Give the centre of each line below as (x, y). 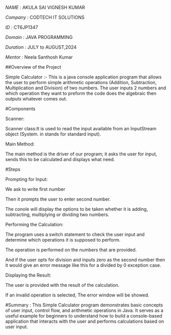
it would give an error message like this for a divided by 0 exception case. (83, 265)
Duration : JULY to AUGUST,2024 (41, 47)
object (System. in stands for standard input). (53, 134)
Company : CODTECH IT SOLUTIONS (45, 17)
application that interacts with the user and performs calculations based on (85, 321)
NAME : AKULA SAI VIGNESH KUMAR (45, 7)
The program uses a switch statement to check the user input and (75, 234)
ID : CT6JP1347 (22, 27)
